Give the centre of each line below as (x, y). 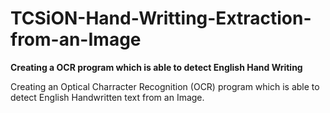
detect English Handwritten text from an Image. (107, 97)
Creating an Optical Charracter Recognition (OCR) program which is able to (165, 86)
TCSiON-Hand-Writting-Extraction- (161, 18)
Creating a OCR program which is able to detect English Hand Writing (156, 67)
